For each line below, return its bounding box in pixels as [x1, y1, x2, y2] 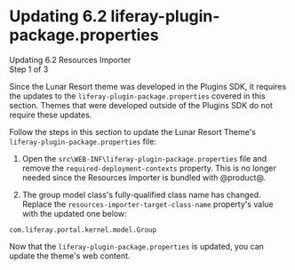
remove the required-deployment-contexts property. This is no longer [21, 163, 277, 173]
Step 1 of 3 [9, 64, 49, 75]
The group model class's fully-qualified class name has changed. [21, 189, 261, 200]
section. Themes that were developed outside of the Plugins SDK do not [9, 99, 274, 110]
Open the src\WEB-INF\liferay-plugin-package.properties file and [21, 153, 267, 163]
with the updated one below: [21, 208, 127, 218]
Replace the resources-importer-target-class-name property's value [21, 198, 274, 210]
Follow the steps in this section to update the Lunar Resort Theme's [9, 126, 256, 137]
